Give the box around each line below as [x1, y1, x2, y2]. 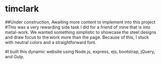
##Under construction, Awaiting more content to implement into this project [5, 19, 156, 25]
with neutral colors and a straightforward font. [5, 39, 97, 45]
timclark [5, 3, 39, 14]
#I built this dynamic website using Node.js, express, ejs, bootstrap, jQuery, [5, 49, 155, 54]
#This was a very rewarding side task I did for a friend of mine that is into [5, 24, 151, 30]
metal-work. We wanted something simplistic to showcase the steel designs [5, 29, 156, 35]
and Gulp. [5, 53, 25, 59]
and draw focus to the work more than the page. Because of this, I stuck [5, 34, 149, 40]
